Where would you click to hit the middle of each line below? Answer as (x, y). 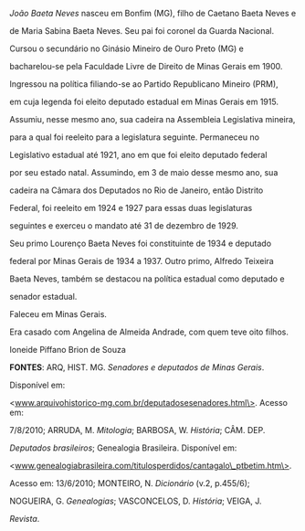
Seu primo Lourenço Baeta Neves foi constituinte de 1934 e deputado (141, 243)
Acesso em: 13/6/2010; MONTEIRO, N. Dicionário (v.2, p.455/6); (130, 483)
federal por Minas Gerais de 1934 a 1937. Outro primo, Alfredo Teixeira (142, 261)
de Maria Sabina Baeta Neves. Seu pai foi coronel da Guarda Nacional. (142, 31)
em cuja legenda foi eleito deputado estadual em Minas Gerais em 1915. (144, 101)
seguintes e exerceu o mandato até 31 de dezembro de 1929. (124, 226)
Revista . (25, 519)
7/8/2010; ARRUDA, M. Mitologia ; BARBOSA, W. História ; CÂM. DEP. (137, 430)
